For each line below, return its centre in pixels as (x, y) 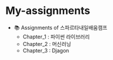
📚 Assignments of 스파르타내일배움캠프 (61, 27)
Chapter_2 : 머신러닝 (47, 44)
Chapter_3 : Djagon (46, 50)
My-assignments (48, 11)
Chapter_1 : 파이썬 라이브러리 (56, 37)
